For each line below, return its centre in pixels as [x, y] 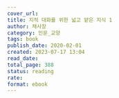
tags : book [23, 39]
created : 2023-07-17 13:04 [46, 52]
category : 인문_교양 [34, 33]
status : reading [30, 71]
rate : [15, 78]
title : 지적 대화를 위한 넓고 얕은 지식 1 [60, 20]
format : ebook [28, 84]
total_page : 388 [30, 65]
